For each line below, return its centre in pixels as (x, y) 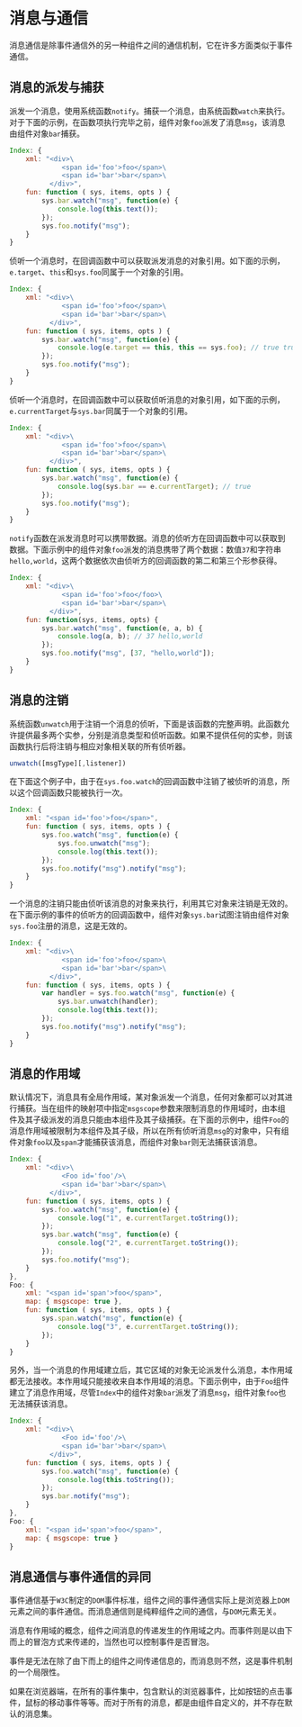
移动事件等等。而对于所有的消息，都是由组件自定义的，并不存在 (166, 1703)
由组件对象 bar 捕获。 (47, 133)
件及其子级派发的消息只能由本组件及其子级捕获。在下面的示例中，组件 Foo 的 (149, 1120)
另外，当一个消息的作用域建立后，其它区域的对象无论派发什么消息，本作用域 (151, 1370)
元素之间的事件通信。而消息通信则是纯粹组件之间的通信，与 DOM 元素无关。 (145, 1612)
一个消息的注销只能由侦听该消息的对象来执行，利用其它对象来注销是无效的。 (151, 904)
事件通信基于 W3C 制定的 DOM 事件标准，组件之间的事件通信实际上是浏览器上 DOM (150, 1600)
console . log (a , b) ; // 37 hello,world (130, 637)
